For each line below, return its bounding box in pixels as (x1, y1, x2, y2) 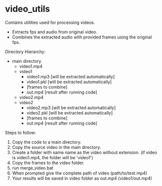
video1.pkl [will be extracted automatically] (26, 79, 112, 85)
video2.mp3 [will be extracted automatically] (26, 105, 116, 111)
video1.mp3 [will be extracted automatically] (26, 74, 115, 79)
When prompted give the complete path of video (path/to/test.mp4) (12, 170, 147, 176)
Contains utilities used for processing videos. (5, 19, 96, 25)
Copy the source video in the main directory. (12, 144, 101, 150)
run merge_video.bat (12, 165, 53, 171)
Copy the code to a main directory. (12, 139, 81, 145)
